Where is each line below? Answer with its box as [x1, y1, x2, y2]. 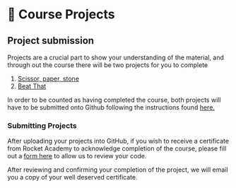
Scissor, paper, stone [17, 74, 80, 83]
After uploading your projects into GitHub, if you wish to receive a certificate [7, 137, 230, 146]
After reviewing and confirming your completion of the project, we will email [7, 165, 228, 174]
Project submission [7, 35, 94, 47]
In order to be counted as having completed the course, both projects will [7, 95, 221, 104]
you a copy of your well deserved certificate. [7, 173, 138, 182]
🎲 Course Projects [7, 6, 115, 23]
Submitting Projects [7, 120, 77, 130]
